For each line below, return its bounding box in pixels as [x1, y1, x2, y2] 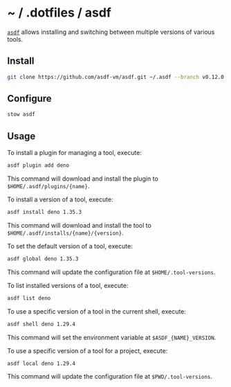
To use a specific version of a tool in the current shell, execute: [7, 307, 187, 316]
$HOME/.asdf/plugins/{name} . [7, 182, 90, 190]
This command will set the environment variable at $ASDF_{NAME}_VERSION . [7, 333, 216, 341]
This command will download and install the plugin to [7, 174, 159, 183]
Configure [7, 93, 52, 105]
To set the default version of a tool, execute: [7, 242, 133, 250]
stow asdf [7, 111, 36, 118]
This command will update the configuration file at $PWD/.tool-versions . [7, 372, 213, 381]
